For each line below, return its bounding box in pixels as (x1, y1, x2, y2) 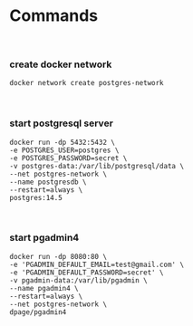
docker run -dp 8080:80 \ (9, 252, 107, 261)
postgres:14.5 (9, 193, 63, 202)
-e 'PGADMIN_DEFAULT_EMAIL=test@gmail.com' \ (9, 260, 184, 269)
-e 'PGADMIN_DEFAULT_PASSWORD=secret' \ (9, 268, 165, 277)
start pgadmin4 (9, 232, 80, 244)
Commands (9, 5, 99, 26)
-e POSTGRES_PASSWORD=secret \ (9, 153, 128, 163)
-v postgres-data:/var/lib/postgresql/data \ (9, 161, 184, 170)
